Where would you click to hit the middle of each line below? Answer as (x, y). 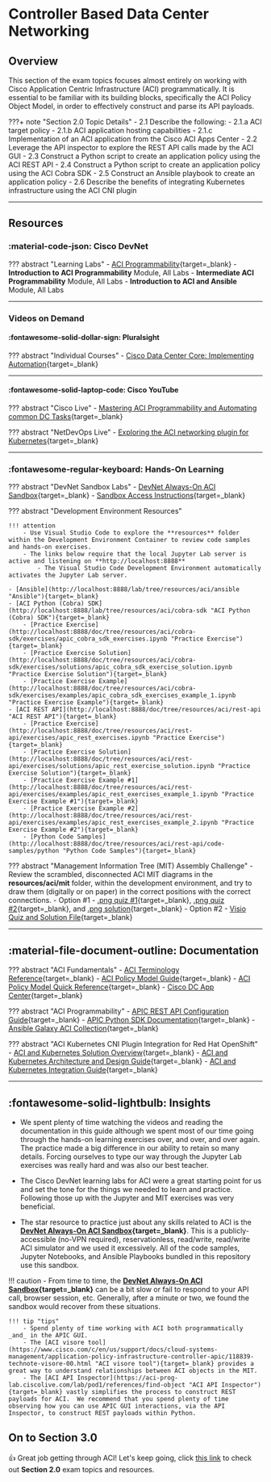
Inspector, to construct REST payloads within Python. (102, 1413)
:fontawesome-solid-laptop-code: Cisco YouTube (94, 390)
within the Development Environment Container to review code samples (129, 540)
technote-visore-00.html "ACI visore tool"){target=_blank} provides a (131, 1363)
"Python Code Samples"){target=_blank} (129, 851)
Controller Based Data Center (109, 14)
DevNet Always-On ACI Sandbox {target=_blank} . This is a (119, 1230)
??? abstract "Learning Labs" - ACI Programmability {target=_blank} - (123, 264)
